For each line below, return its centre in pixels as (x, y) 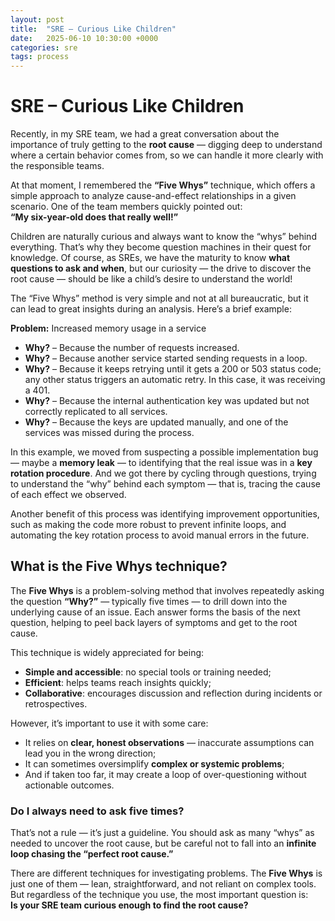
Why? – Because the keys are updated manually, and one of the (156, 422)
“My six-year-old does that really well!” (94, 217)
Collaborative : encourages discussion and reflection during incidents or (173, 693)
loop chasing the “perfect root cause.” (92, 854)
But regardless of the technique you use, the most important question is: (159, 895)
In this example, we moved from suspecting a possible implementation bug (164, 452)
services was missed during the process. (109, 433)
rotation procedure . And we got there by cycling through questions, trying (163, 473)
